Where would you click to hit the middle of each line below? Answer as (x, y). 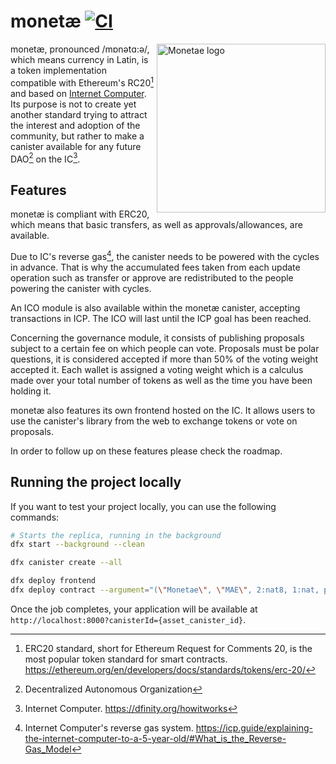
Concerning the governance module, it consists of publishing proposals (157, 337)
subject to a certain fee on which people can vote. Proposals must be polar (165, 348)
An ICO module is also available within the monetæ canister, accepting (155, 307)
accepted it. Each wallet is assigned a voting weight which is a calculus (157, 369)
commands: (35, 517)
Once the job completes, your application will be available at (134, 609)
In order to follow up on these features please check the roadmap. (146, 451)
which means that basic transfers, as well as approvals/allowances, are (156, 225)
